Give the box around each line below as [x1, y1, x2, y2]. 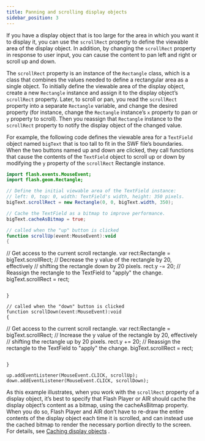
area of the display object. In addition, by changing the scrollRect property [6, 44, 196, 52]
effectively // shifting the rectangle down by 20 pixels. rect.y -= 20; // [6, 263, 181, 270]
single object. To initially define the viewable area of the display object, [6, 82, 185, 89]
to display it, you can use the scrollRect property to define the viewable [6, 38, 188, 45]
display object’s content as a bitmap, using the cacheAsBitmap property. [6, 402, 188, 409]
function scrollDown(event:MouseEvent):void [6, 309, 122, 315]
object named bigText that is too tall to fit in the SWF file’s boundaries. [6, 140, 184, 147]
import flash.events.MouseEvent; [6, 171, 92, 178]
